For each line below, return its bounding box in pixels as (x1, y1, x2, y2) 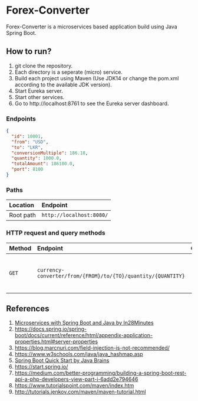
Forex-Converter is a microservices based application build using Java (6, 23, 178, 30)
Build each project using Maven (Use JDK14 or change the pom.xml (14, 74, 179, 81)
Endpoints (6, 115, 37, 123)
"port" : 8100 (11, 167, 44, 172)
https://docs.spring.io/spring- (14, 325, 87, 332)
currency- (37, 266, 65, 273)
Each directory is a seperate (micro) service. (14, 69, 123, 76)
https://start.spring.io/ (14, 363, 68, 370)
